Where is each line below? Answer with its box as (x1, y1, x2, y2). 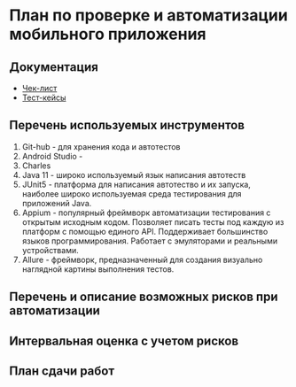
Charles (21, 160, 51, 171)
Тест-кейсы (21, 92, 66, 103)
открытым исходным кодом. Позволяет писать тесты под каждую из (21, 216, 284, 227)
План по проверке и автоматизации (9, 5, 288, 26)
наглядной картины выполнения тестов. (21, 263, 175, 275)
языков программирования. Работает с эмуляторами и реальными (21, 236, 277, 246)
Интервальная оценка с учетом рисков (9, 333, 239, 348)
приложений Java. (21, 197, 92, 208)
